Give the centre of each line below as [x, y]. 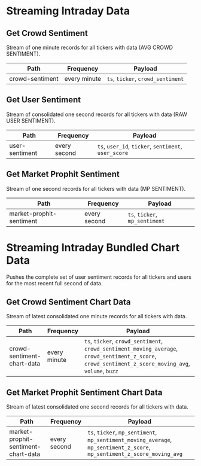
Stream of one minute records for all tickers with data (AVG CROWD [90, 47]
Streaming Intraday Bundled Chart [93, 247]
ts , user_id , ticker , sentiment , [140, 146]
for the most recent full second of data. [54, 283]
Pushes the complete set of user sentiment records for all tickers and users [99, 277]
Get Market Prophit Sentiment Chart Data [84, 392]
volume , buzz [101, 371]
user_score [113, 153]
